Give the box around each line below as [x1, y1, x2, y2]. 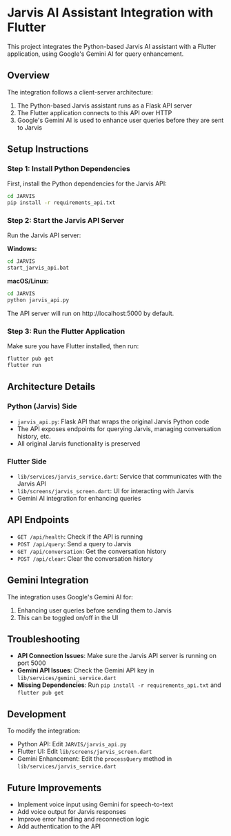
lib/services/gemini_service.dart [17, 675, 117, 682]
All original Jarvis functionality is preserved [17, 439, 141, 448]
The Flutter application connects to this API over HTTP [17, 108, 172, 117]
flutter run [7, 362, 41, 369]
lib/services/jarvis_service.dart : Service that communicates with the [17, 472, 222, 481]
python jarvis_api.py [7, 297, 70, 304]
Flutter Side [7, 457, 47, 466]
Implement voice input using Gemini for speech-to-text [17, 800, 174, 808]
